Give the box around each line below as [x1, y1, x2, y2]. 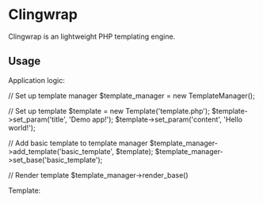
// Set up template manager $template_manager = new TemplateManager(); [8, 91, 255, 100]
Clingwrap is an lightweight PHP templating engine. [8, 32, 176, 41]
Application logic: [8, 75, 65, 85]
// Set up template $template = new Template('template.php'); [8, 106, 210, 115]
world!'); [8, 122, 36, 132]
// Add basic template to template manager [8, 138, 148, 148]
